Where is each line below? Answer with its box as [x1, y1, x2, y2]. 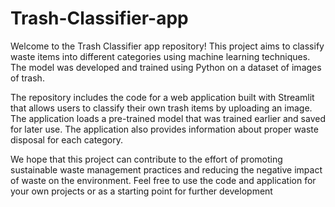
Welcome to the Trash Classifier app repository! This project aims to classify [10, 40, 325, 52]
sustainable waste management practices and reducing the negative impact [10, 163, 323, 176]
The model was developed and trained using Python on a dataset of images [10, 61, 322, 73]
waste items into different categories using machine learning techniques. [10, 50, 311, 62]
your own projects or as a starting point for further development [10, 185, 273, 197]
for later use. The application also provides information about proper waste [10, 123, 319, 135]
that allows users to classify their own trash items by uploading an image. [10, 102, 313, 114]
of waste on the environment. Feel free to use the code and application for [10, 174, 317, 186]
